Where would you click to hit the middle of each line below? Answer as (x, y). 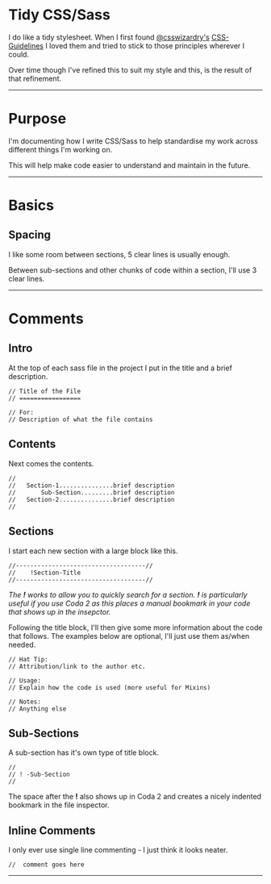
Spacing (29, 235)
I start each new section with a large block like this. (93, 551)
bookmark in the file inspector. (59, 805)
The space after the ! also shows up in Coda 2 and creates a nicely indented (135, 797)
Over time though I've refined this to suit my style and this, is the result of (130, 69)
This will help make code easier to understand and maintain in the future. (129, 165)
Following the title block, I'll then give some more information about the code (135, 628)
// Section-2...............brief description (92, 499)
